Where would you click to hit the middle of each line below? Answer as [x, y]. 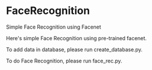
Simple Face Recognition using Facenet [53, 27]
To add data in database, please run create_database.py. [74, 49]
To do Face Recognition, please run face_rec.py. [64, 61]
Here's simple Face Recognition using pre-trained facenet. [77, 38]
